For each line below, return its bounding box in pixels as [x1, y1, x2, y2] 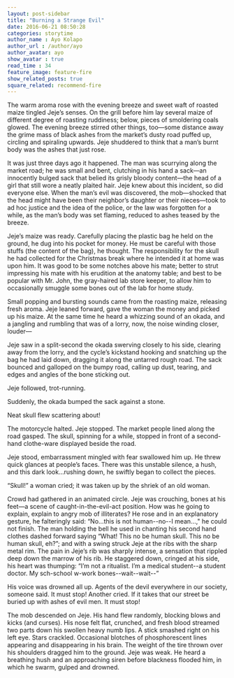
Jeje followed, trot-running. [7, 384, 86, 392]
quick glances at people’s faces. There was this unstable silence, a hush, [7, 461, 217, 469]
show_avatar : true [7, 56, 64, 63]
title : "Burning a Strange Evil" [7, 17, 105, 24]
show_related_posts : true [7, 75, 82, 82]
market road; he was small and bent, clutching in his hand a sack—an [7, 166, 207, 175]
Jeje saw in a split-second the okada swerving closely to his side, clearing [7, 340, 221, 349]
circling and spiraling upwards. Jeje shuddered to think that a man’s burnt [7, 138, 219, 147]
